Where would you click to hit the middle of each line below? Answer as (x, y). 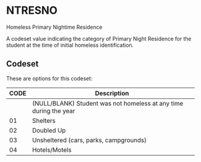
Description (112, 93)
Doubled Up (49, 130)
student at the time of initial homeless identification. (70, 45)
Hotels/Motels (52, 149)
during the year (54, 110)
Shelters (44, 121)
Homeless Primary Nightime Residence (54, 27)
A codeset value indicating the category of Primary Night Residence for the (99, 38)
